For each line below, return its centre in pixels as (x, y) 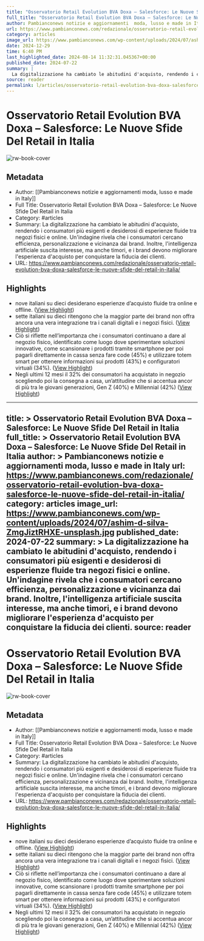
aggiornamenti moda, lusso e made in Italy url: (96, 466)
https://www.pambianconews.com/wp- (83, 513)
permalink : (20, 86)
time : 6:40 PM (24, 52)
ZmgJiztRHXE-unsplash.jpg (60, 532)
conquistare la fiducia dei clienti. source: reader (99, 627)
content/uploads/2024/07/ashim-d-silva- (87, 522)
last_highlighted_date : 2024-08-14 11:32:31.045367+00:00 (81, 57)
